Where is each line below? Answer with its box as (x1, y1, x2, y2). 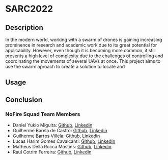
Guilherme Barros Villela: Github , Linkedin (12, 133, 100, 139)
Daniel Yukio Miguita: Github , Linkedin (12, 122, 93, 128)
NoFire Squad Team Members (5, 110, 80, 117)
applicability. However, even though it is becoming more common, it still (5, 48, 156, 53)
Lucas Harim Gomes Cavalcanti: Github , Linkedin (12, 138, 116, 144)
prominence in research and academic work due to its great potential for (5, 42, 157, 48)
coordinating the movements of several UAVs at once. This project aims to (5, 58, 161, 64)
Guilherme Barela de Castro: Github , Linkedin (12, 128, 108, 134)
